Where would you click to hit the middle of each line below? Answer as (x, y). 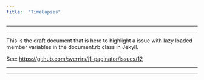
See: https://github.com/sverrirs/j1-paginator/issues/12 (75, 59)
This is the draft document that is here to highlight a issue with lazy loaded (99, 41)
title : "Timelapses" (34, 12)
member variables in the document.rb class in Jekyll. (72, 47)
